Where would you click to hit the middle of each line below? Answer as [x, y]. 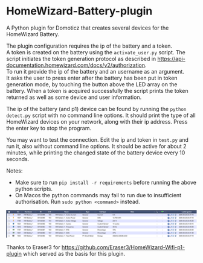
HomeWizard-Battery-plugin [79, 11]
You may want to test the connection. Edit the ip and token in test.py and [98, 139]
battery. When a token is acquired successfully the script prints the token [97, 90]
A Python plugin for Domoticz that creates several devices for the [88, 28]
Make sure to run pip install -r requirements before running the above [105, 182]
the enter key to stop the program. [49, 128]
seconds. [18, 159]
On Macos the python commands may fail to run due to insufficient [98, 195]
